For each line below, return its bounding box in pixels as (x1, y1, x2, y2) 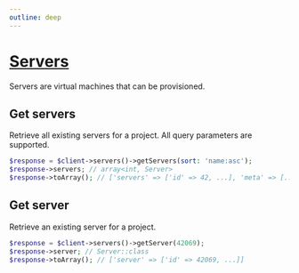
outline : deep (9, 12, 62, 22)
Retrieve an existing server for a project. (9, 221, 157, 232)
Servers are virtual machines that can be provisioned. (9, 81, 206, 92)
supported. (9, 140, 50, 150)
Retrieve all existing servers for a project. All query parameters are (9, 130, 253, 141)
